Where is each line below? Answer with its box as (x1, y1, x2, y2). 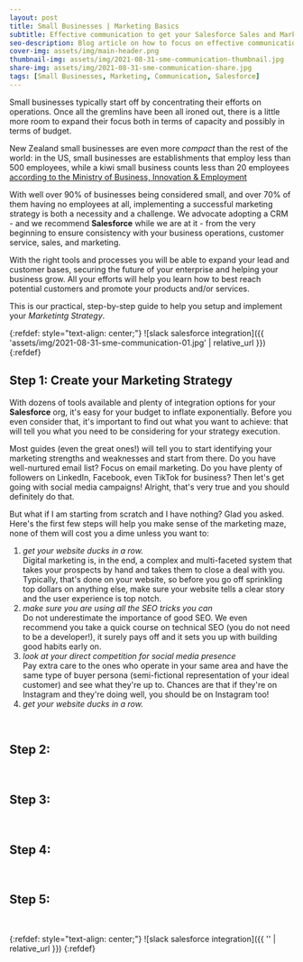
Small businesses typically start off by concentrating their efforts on (9, 96, 262, 107)
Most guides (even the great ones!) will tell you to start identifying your (9, 443, 272, 454)
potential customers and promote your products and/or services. (9, 283, 250, 294)
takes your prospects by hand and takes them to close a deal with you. (22, 564, 286, 575)
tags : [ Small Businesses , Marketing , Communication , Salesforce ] (9, 72, 260, 81)
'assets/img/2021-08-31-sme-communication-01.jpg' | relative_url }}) (9, 337, 266, 348)
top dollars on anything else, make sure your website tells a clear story (22, 583, 286, 594)
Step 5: (9, 892, 51, 907)
